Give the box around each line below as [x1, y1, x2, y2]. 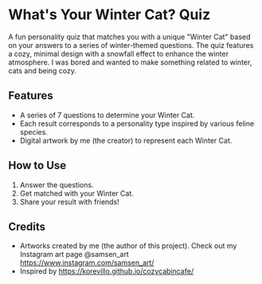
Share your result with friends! [19, 197, 119, 207]
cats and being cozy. [8, 65, 77, 75]
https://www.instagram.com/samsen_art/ [19, 258, 154, 268]
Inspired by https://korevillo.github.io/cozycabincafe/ [19, 266, 194, 276]
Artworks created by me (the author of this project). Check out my [19, 241, 237, 250]
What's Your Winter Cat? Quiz [8, 6, 211, 24]
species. [19, 127, 48, 136]
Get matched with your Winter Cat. [19, 188, 134, 198]
